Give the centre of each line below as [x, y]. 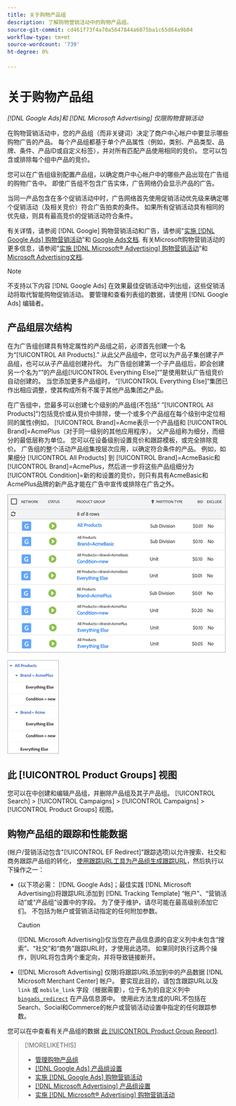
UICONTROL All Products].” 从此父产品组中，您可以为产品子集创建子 [119, 355]
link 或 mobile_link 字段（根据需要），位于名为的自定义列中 [104, 990]
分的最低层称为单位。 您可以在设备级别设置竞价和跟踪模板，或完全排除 [110, 440]
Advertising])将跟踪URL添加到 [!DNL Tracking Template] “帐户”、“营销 [119, 894]
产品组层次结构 [40, 328]
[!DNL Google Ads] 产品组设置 [79, 1069]
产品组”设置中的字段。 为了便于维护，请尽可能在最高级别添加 [124, 902]
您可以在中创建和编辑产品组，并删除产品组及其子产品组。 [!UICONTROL [111, 793]
